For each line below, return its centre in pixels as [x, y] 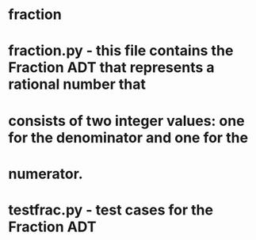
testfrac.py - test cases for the [111, 210]
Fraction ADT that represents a [112, 68]
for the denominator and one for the [128, 137]
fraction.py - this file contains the [121, 51]
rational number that [77, 84]
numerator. [46, 174]
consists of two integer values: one [126, 121]
